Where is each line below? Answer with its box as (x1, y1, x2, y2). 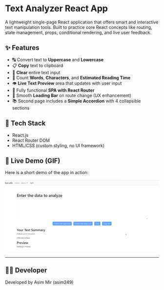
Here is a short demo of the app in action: (5, 170, 89, 176)
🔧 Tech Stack (5, 119, 46, 128)
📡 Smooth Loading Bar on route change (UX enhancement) (12, 92, 132, 98)
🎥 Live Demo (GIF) (5, 156, 61, 165)
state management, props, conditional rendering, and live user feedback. (5, 29, 152, 35)
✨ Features (5, 44, 40, 52)
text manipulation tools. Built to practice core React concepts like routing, (5, 24, 152, 30)
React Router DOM (12, 137, 50, 143)
